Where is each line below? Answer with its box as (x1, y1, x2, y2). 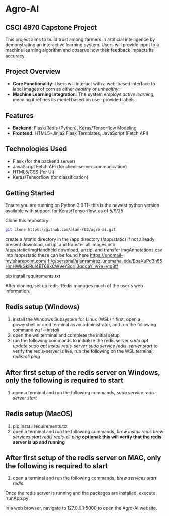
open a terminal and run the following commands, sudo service (12, 389, 144, 395)
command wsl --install (12, 327, 59, 333)
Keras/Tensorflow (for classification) (12, 174, 89, 180)
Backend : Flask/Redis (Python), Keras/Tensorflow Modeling (12, 125, 137, 131)
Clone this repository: (5, 218, 50, 224)
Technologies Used (5, 145, 67, 153)
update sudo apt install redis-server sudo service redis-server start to (12, 343, 158, 349)
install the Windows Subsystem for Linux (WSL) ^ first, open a (12, 316, 141, 322)
